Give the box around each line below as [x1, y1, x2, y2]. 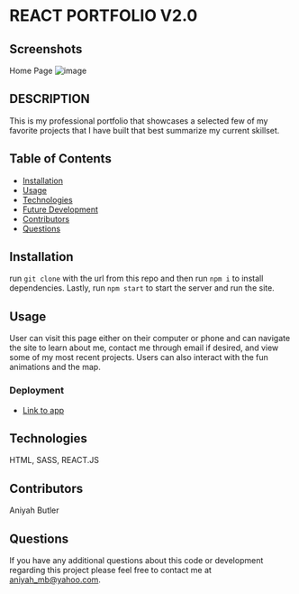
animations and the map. [9, 362, 101, 373]
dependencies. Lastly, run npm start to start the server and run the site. [9, 283, 275, 293]
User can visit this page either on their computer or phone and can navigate [9, 333, 291, 344]
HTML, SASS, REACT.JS [9, 455, 99, 466]
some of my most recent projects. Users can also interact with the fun [9, 352, 268, 363]
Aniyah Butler [9, 505, 60, 515]
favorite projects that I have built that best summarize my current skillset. [9, 125, 280, 135]
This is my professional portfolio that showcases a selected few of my [9, 115, 268, 126]
